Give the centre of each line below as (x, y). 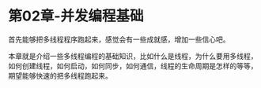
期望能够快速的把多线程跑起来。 (60, 75)
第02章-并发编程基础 (76, 16)
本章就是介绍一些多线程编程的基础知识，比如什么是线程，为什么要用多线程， (133, 56)
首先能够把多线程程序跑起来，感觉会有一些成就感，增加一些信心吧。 (119, 39)
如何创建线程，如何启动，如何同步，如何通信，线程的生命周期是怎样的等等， (133, 66)
